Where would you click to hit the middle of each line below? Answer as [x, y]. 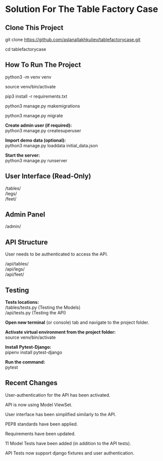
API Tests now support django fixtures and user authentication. [70, 453]
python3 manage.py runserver [36, 160]
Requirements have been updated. [41, 434]
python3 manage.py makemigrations [43, 106]
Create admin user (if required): [39, 125]
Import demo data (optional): [36, 140]
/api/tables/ [17, 264]
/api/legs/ [15, 269]
